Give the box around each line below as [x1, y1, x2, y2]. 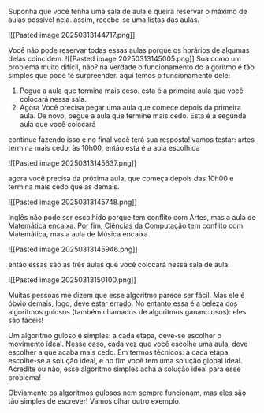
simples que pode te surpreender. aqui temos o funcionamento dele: [8, 71, 231, 80]
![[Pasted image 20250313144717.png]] [8, 31, 136, 39]
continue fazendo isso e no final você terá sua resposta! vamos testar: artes [8, 135, 255, 144]
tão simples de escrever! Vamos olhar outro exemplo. [8, 396, 181, 405]
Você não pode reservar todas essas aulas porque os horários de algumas [8, 46, 250, 54]
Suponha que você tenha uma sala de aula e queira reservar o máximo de [8, 7, 247, 16]
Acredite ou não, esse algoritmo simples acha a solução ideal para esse [8, 364, 241, 374]
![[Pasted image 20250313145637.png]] [8, 158, 137, 168]
